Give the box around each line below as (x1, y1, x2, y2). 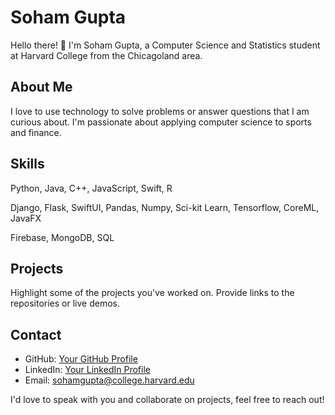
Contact (10, 326, 62, 343)
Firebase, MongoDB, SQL (10, 231, 115, 243)
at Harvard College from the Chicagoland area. (10, 49, 203, 61)
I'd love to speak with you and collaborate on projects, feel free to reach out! (10, 394, 325, 406)
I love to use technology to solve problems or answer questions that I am (10, 105, 310, 117)
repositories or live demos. (10, 297, 120, 310)
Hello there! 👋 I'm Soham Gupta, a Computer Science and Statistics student (10, 39, 321, 51)
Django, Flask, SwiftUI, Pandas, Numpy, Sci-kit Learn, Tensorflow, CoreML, (10, 201, 320, 213)
